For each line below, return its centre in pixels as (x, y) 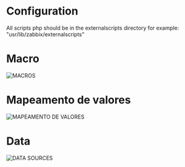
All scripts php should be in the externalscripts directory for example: (93, 28)
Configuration (42, 11)
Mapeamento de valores (69, 100)
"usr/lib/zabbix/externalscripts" (45, 34)
